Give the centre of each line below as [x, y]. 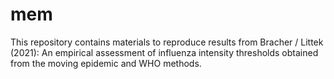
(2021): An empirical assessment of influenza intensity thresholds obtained [164, 52]
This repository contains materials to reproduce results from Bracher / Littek [167, 42]
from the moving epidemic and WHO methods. [106, 63]
